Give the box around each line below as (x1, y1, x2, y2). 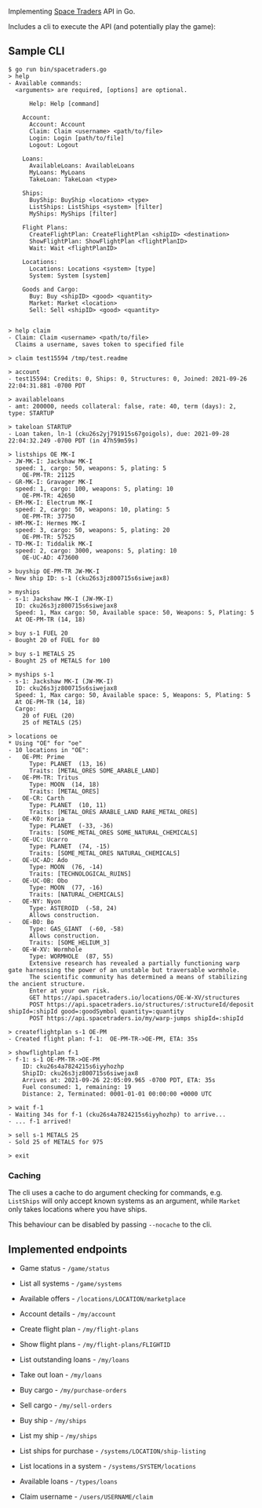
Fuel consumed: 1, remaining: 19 (22, 1083, 132, 1091)
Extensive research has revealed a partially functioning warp (28, 959, 241, 967)
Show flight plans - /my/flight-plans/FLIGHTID (19, 1339, 171, 1348)
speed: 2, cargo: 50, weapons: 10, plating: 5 (15, 505, 170, 513)
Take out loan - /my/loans (19, 1370, 103, 1379)
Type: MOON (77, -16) (28, 883, 104, 891)
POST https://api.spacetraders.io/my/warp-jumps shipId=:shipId (28, 1014, 244, 1022)
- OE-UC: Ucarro (8, 835, 68, 843)
